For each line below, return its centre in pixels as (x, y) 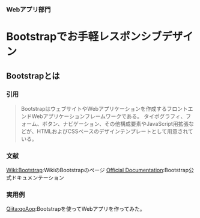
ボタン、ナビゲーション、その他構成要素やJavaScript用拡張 (115, 123)
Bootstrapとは (33, 76)
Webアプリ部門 (29, 9)
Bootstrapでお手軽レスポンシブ (84, 37)
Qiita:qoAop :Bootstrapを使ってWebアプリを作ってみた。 (76, 209)
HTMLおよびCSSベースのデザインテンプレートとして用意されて (115, 131)
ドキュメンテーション (38, 178)
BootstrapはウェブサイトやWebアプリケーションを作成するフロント (104, 108)
